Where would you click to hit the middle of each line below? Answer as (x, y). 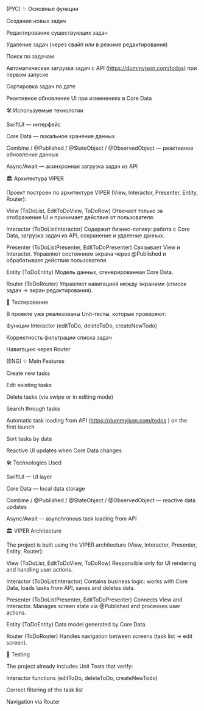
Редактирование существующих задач (57, 33)
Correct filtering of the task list (45, 690)
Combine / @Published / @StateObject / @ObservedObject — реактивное (100, 148)
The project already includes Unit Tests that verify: (70, 666)
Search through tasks (33, 408)
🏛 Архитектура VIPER (35, 178)
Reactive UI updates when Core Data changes (64, 450)
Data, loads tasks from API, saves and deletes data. (71, 588)
